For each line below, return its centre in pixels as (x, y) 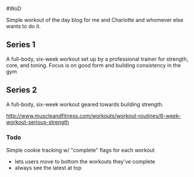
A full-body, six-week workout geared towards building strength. (85, 104)
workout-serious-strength (38, 122)
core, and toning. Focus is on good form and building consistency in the (94, 65)
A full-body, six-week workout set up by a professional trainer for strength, (97, 59)
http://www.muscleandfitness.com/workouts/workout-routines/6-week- (94, 116)
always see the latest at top (48, 168)
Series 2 (22, 90)
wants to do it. (24, 26)
